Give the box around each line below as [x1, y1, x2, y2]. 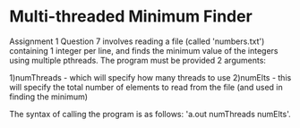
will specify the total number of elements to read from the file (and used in [9, 81, 284, 92]
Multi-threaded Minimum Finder [9, 6, 253, 27]
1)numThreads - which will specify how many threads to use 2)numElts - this [9, 72, 292, 82]
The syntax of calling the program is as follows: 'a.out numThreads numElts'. [9, 108, 291, 119]
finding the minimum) [9, 91, 88, 102]
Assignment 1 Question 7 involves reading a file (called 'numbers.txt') [9, 36, 265, 47]
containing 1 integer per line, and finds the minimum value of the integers [9, 45, 279, 55]
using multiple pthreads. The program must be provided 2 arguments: [9, 55, 267, 65]
